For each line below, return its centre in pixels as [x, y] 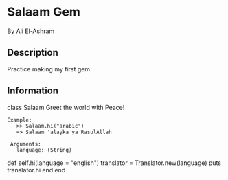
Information [33, 91]
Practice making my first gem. [49, 69]
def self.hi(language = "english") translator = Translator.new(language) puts [114, 163]
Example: [20, 120]
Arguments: [25, 144]
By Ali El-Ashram [31, 31]
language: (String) [44, 150]
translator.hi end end [36, 170]
